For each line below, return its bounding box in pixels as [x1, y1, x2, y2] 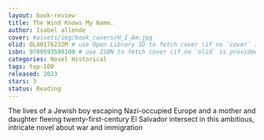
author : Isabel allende [8, 26, 86, 34]
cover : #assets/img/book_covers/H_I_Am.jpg [8, 33, 153, 42]
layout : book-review [8, 11, 76, 20]
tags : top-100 [8, 63, 55, 71]
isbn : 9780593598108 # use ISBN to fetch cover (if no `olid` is [8, 48, 226, 56]
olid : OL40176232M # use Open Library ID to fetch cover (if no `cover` [8, 41, 251, 49]
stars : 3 [8, 77, 37, 85]
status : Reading [8, 84, 61, 93]
